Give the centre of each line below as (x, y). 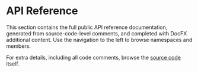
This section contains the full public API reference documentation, (87, 27)
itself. (13, 64)
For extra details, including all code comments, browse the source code (93, 57)
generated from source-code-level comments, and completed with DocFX (97, 33)
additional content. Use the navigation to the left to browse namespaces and (99, 40)
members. (19, 46)
